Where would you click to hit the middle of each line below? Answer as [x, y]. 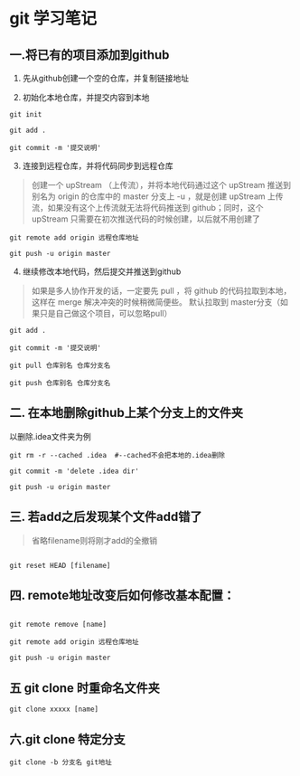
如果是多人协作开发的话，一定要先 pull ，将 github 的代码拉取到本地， [161, 291]
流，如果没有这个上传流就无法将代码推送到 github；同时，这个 [147, 208]
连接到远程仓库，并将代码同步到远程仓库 [98, 166]
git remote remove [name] [58, 625]
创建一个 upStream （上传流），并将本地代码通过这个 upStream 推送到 [161, 185]
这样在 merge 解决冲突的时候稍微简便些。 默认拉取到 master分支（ [156, 302]
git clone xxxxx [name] [54, 710]
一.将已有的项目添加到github [89, 55]
